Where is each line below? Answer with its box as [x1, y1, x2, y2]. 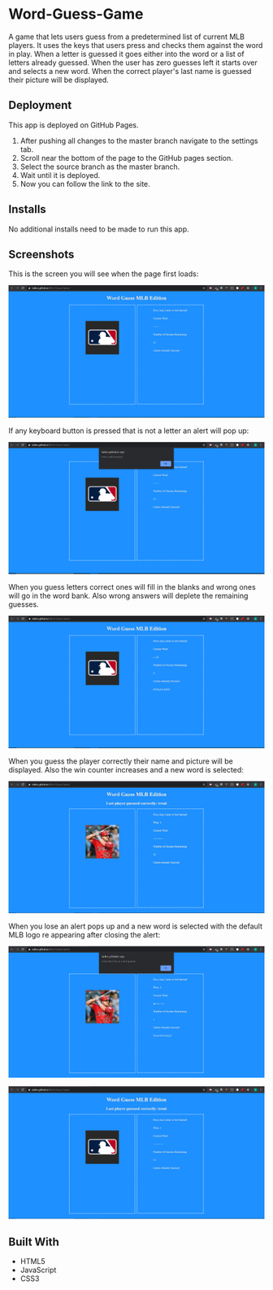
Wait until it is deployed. [19, 170, 101, 180]
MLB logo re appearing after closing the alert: [8, 930, 161, 940]
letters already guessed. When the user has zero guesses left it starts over [8, 58, 258, 67]
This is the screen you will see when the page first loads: [8, 269, 199, 279]
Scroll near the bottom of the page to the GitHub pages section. [19, 153, 234, 162]
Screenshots [8, 247, 75, 261]
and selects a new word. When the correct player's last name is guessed [8, 66, 252, 76]
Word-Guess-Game [8, 5, 144, 24]
